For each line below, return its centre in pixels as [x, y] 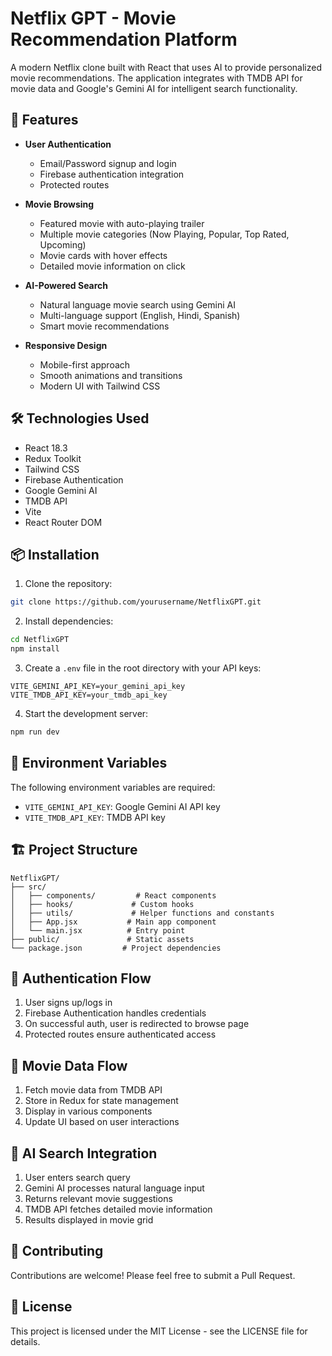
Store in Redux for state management [101, 1101]
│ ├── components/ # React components [113, 895]
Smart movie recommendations [104, 326]
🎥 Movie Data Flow [69, 1065]
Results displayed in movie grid [89, 1219]
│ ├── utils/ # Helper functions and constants [142, 913]
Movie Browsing [59, 204]
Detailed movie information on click [112, 266]
